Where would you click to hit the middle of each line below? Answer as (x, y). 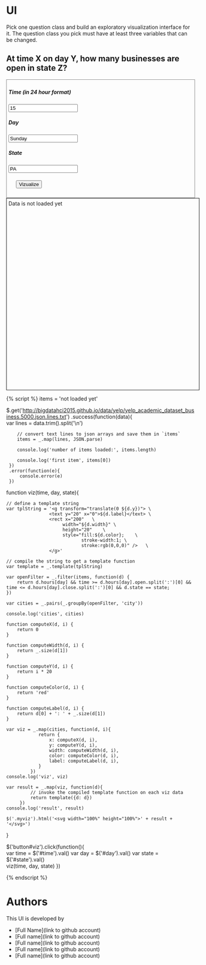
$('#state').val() (25, 859)
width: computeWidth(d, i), (84, 750)
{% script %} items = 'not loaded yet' (52, 398)
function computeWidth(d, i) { (45, 645)
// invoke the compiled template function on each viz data (107, 792)
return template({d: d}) (61, 797)
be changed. (22, 40)
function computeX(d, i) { (40, 624)
